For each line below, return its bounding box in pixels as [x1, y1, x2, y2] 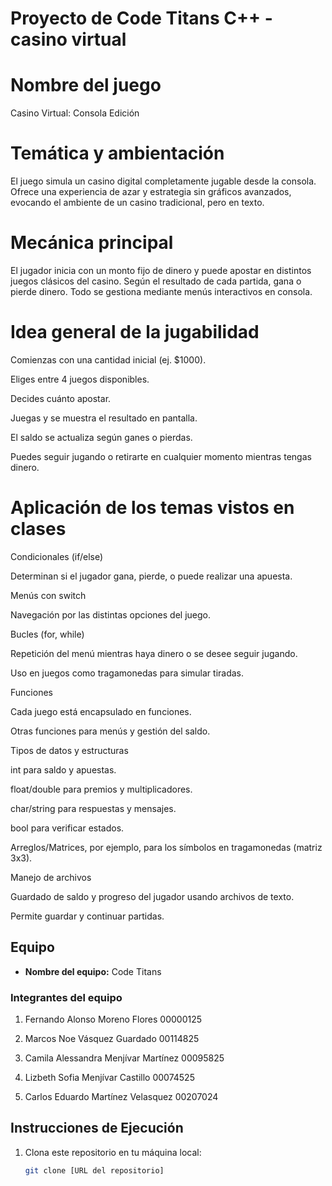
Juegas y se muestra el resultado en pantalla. [10, 412, 198, 424]
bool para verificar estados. [10, 822, 125, 834]
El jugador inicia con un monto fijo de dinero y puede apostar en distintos [10, 265, 312, 276]
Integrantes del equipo [10, 990, 123, 1004]
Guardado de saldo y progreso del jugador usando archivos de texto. [10, 890, 295, 902]
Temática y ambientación [10, 142, 225, 165]
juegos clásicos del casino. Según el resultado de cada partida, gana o [10, 275, 302, 287]
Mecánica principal [10, 232, 174, 254]
